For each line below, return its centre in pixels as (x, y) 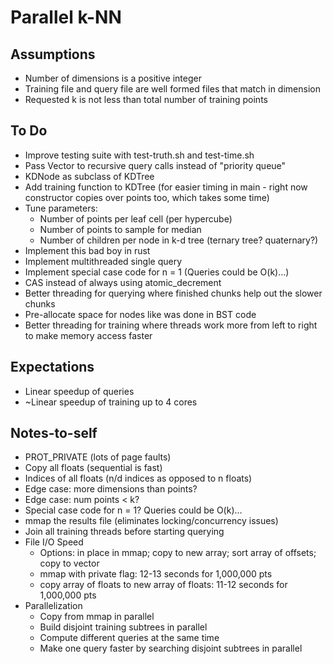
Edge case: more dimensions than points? (111, 489)
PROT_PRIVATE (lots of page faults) (98, 457)
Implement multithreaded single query (103, 261)
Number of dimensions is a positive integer (113, 78)
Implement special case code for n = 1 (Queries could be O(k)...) (157, 272)
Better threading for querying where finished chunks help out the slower (173, 293)
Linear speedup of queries (79, 391)
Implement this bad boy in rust (87, 250)
